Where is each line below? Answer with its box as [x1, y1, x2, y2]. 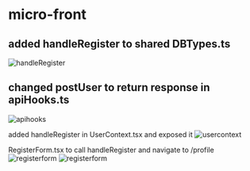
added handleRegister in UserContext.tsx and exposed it [8, 129, 193, 139]
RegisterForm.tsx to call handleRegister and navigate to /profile [8, 145, 214, 154]
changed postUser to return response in [8, 81, 210, 94]
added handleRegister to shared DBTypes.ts [8, 37, 231, 51]
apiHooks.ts [8, 93, 70, 107]
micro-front [8, 6, 87, 24]
